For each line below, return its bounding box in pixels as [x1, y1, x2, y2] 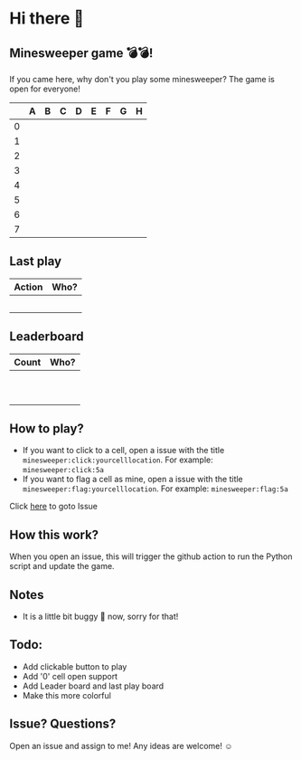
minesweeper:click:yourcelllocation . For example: [22, 454, 214, 465]
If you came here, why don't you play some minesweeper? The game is [9, 74, 276, 84]
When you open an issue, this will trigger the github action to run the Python [9, 551, 293, 562]
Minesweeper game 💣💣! [9, 45, 154, 61]
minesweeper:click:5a [22, 466, 104, 475]
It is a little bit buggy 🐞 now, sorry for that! [22, 611, 179, 622]
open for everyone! [9, 83, 81, 94]
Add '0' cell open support [22, 670, 118, 681]
